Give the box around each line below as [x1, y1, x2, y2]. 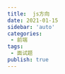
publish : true [7, 56, 49, 63]
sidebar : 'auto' [7, 23, 55, 30]
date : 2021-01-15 [7, 17, 59, 24]
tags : [7, 43, 23, 50]
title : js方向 [7, 10, 50, 18]
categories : [7, 30, 42, 37]
